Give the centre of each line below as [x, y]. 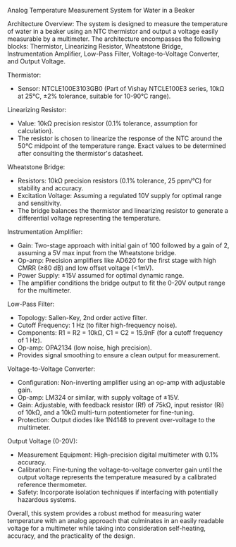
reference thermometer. [52, 485]
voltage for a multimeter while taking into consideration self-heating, [107, 528]
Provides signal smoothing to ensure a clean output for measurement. [119, 355]
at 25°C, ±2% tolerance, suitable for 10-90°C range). [94, 96]
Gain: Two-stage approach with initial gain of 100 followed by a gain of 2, [123, 245]
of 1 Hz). [30, 340]
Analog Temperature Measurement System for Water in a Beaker [101, 10]
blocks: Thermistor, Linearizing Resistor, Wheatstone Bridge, [95, 46]
